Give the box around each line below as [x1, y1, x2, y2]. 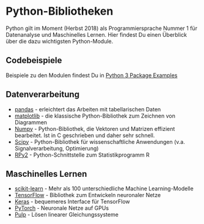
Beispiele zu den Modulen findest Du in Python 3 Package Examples [5, 72, 178, 79]
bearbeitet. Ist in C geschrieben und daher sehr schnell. [14, 132, 155, 139]
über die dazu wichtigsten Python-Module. [5, 37, 114, 45]
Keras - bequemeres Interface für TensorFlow [14, 198, 130, 206]
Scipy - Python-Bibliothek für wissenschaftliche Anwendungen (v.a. [14, 138, 186, 145]
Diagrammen [14, 118, 47, 126]
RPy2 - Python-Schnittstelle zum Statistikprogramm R [14, 151, 150, 159]
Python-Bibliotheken [5, 4, 114, 18]
